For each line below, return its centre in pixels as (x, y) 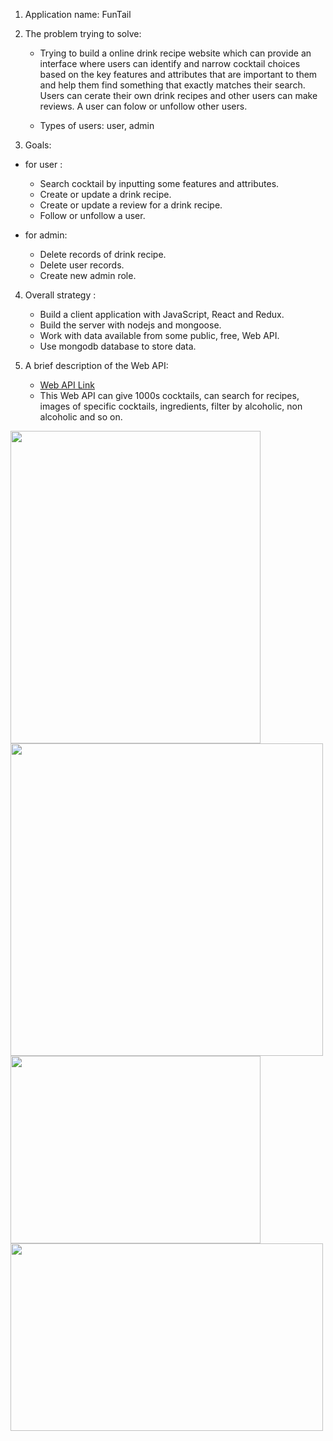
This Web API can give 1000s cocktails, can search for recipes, (169, 395)
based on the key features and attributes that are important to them (178, 74)
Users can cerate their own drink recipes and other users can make (178, 95)
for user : (43, 164)
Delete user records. (82, 265)
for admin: (46, 235)
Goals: (38, 145)
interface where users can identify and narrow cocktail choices (170, 63)
